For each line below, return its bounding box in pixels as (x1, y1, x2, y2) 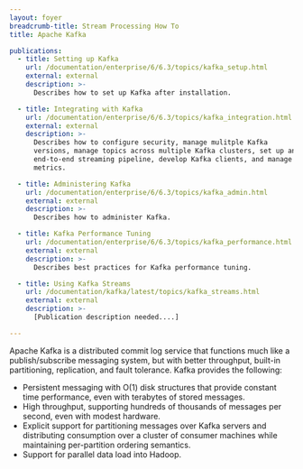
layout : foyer (9, 13, 63, 23)
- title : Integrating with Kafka (17, 105, 143, 114)
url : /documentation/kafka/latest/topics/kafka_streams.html (25, 288, 260, 297)
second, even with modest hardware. (22, 410, 161, 421)
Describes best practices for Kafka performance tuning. (32, 262, 252, 271)
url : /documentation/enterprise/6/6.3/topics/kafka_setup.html (25, 63, 269, 72)
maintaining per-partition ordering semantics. (22, 439, 191, 450)
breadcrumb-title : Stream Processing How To (9, 22, 179, 31)
